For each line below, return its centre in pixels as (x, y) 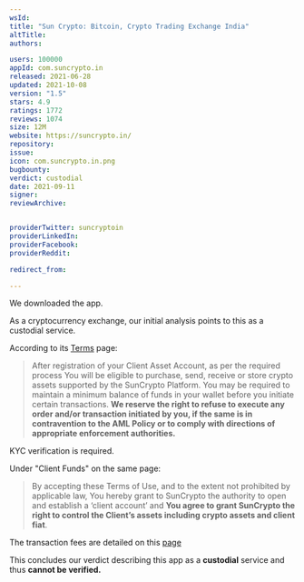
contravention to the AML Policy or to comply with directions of (153, 424)
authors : (26, 43)
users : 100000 (36, 60)
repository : (32, 145)
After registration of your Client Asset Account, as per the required (156, 366)
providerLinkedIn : (44, 236)
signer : (24, 195)
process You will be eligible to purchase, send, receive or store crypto (162, 376)
